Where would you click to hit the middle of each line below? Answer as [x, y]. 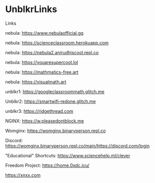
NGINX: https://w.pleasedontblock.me [45, 121]
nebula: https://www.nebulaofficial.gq [44, 33]
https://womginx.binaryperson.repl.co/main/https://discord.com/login [77, 146]
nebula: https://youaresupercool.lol [42, 62]
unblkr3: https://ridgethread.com [39, 111]
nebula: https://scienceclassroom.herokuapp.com [57, 43]
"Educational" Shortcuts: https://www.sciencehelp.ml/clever [68, 155]
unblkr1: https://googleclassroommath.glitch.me [55, 91]
